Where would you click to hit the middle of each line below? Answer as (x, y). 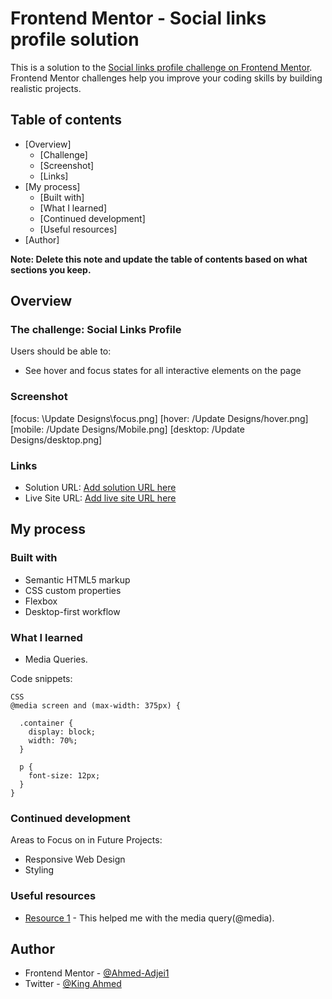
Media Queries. (56, 659)
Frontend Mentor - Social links (138, 18)
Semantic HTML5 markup (77, 579)
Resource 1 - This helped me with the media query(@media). (149, 918)
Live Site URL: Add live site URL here (100, 498)
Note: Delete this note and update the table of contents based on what (159, 259)
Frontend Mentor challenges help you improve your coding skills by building (166, 78)
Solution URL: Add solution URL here (100, 488)
